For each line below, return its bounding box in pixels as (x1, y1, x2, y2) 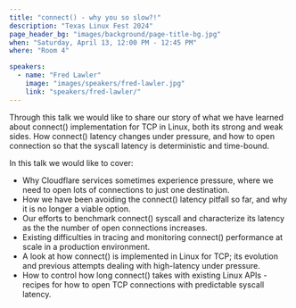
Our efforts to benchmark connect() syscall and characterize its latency (21, 212, 285, 223)
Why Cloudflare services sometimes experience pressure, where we (21, 175, 274, 186)
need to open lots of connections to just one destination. (21, 184, 230, 195)
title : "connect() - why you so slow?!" (9, 12, 162, 22)
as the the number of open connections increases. (21, 222, 208, 233)
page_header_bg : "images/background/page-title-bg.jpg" (9, 29, 221, 38)
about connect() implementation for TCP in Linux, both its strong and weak (9, 121, 284, 132)
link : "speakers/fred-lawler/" (25, 87, 142, 96)
